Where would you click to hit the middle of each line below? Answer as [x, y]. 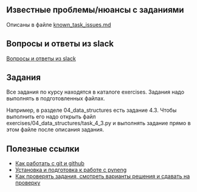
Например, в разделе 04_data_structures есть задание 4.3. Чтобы [92, 110]
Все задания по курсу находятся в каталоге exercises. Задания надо [95, 92]
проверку [28, 183]
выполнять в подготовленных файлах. [56, 98]
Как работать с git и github [50, 163]
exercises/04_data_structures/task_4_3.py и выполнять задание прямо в [98, 123]
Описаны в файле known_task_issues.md [59, 24]
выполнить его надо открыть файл [51, 117]
